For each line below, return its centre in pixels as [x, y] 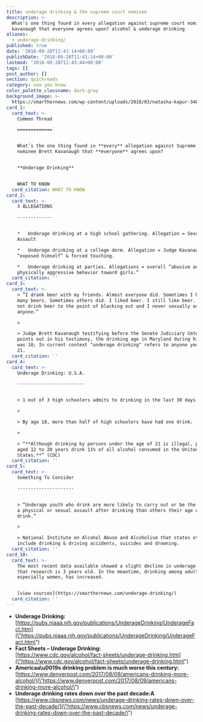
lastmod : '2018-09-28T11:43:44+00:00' [55, 62]
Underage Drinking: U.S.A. [51, 373]
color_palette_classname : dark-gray [52, 91]
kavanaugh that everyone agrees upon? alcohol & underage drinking [98, 29]
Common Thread [35, 119]
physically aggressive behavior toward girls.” [78, 272]
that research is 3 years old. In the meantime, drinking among [100, 572]
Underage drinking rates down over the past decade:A [85, 693]
